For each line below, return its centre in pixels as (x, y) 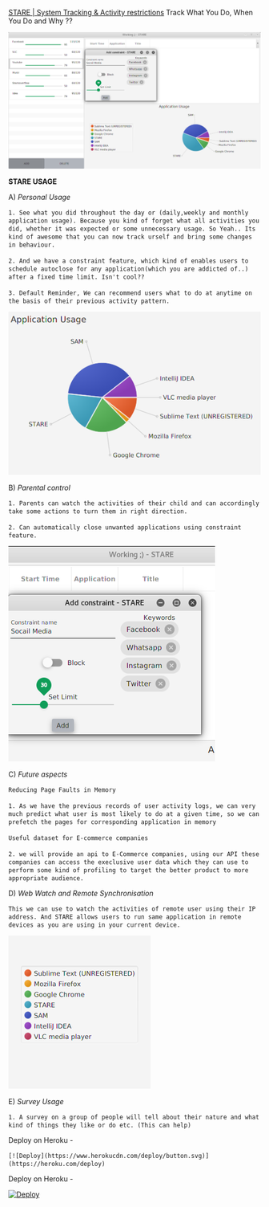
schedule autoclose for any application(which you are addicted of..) (128, 269)
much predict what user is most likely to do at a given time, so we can (134, 814)
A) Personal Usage (39, 198)
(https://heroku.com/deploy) (57, 1164)
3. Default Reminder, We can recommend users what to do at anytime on (130, 293)
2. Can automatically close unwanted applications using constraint (125, 527)
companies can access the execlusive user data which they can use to (128, 862)
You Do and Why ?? (41, 21)
